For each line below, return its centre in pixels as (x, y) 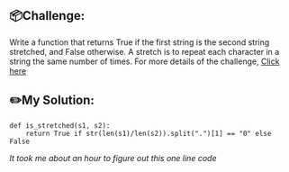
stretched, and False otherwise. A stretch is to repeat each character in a (144, 51)
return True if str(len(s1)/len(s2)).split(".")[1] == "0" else (149, 133)
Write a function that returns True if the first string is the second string (140, 42)
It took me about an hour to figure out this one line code (113, 158)
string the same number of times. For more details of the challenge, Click (144, 61)
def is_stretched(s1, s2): (60, 125)
